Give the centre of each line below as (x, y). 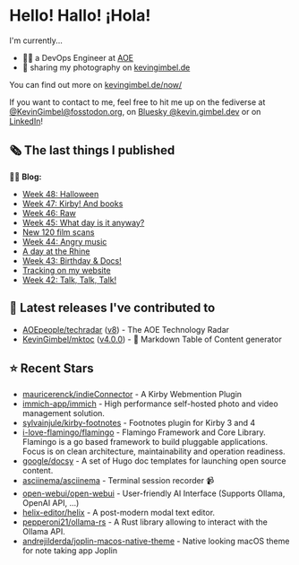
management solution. (64, 413)
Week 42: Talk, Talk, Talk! (69, 280)
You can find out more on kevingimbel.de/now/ (96, 84)
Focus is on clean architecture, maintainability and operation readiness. (154, 452)
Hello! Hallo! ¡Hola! (80, 16)
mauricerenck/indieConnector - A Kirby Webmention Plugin (132, 395)
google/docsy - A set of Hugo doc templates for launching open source (154, 461)
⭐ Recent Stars (51, 368)
